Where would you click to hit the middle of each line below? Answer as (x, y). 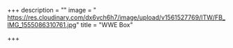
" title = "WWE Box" (105, 25)
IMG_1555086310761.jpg (42, 25)
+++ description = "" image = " (52, 10)
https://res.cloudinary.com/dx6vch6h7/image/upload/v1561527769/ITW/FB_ (116, 17)
